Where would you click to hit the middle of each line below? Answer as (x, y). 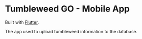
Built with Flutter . (22, 22)
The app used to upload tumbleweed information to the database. (71, 31)
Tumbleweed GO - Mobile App (67, 9)
